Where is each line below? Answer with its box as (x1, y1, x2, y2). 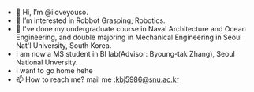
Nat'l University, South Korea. (15, 41, 112, 50)
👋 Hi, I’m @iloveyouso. (15, 8, 88, 17)
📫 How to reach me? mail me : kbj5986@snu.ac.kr (15, 75, 180, 84)
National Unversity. (15, 57, 78, 67)
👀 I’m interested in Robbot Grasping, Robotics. (15, 16, 166, 25)
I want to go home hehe (15, 66, 93, 75)
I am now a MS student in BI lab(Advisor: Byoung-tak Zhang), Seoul (15, 50, 235, 58)
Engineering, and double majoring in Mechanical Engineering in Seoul (15, 32, 242, 42)
